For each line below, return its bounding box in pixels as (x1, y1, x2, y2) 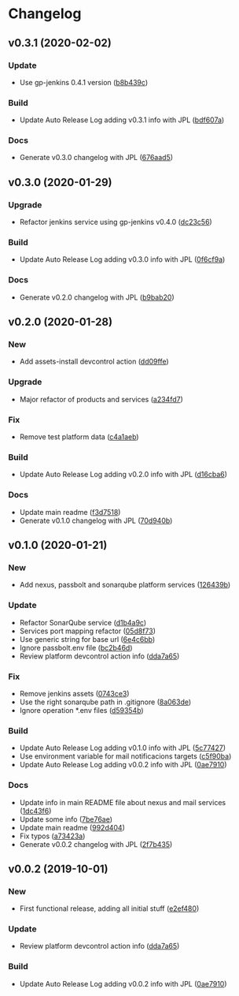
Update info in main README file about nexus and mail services (19, 797, 226, 807)
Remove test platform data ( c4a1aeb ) (19, 432, 139, 442)
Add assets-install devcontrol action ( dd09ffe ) (19, 356, 169, 367)
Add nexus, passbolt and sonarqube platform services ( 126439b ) (19, 580, 231, 590)
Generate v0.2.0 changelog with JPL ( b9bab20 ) (19, 293, 175, 302)
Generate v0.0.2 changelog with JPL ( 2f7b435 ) (19, 839, 173, 849)
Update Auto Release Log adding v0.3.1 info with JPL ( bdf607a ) (19, 115, 225, 125)
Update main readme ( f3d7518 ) (19, 507, 121, 517)
